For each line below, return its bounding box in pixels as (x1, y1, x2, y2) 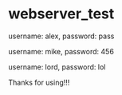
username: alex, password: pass (8, 31, 115, 41)
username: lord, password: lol (8, 61, 106, 72)
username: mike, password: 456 (8, 46, 114, 56)
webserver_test (8, 5, 115, 23)
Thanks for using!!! (8, 77, 70, 87)
